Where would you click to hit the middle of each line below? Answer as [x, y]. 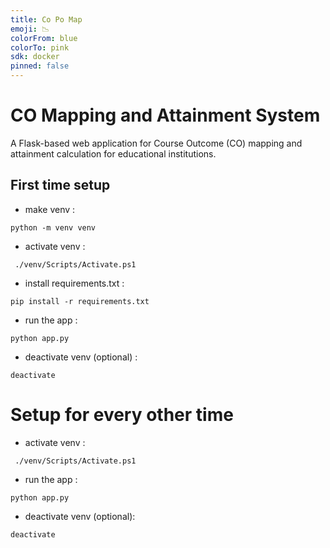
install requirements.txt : [74, 283]
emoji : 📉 [30, 29]
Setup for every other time [122, 414]
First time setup [60, 185]
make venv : [50, 209]
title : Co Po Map [46, 19]
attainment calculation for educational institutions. [113, 153]
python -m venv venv [53, 227]
